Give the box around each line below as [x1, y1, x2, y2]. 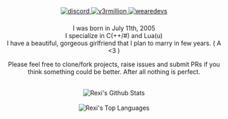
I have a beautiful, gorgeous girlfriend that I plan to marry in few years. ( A [6, 39, 222, 47]
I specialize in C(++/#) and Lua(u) [65, 32, 163, 39]
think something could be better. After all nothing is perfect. [27, 68, 201, 76]
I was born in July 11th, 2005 [72, 24, 156, 32]
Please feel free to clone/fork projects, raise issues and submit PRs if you [8, 60, 220, 68]
